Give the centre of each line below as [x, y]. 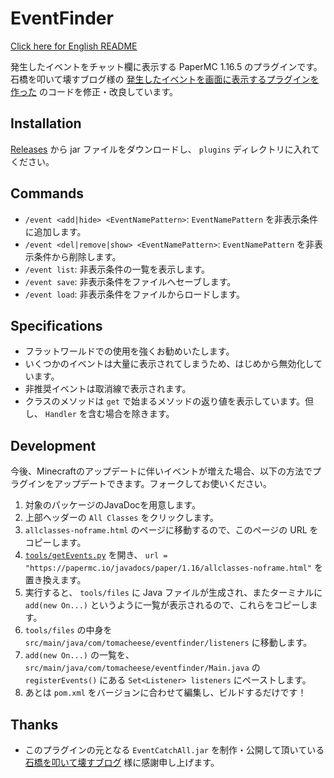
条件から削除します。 [77, 256]
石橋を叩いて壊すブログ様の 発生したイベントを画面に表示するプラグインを [165, 79]
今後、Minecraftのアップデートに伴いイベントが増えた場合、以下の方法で [161, 471]
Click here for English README [74, 46]
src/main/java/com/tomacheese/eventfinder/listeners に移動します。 [168, 643]
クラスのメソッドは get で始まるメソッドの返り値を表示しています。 [165, 401]
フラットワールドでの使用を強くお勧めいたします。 [129, 351]
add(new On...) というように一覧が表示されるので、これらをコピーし [167, 605]
